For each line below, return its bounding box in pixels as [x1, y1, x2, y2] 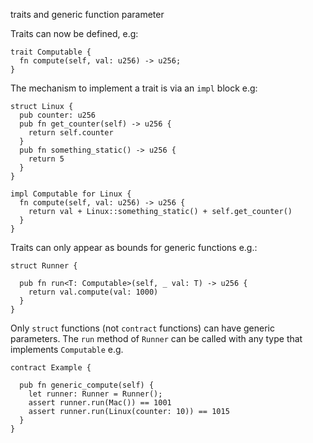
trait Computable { [10, 47, 92, 57]
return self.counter [28, 128, 114, 138]
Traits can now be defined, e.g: [10, 28, 139, 39]
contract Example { [10, 363, 92, 373]
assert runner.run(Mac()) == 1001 [28, 398, 172, 408]
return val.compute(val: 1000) [28, 287, 159, 297]
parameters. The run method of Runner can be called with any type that [10, 333, 303, 344]
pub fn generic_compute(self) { [19, 380, 155, 390]
